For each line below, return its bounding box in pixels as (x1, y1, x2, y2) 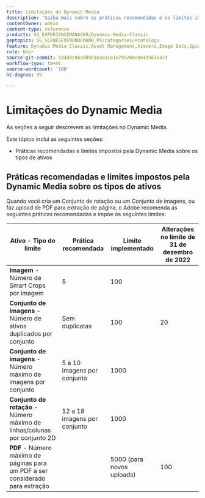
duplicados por (9, 330, 53, 338)
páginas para (9, 459, 47, 467)
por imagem (9, 289, 44, 297)
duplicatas (62, 322, 92, 330)
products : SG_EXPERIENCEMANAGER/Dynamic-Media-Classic (6, 32, 149, 38)
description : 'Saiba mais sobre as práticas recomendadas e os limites (6, 15, 192, 21)
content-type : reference (6, 26, 70, 32)
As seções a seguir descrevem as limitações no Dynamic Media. (6, 124, 168, 131)
